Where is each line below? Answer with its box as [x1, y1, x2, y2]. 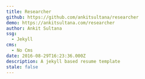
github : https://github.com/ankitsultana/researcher [6, 14, 139, 20]
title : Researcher [6, 8, 51, 15]
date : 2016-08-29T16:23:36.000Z [6, 53, 86, 59]
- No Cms [11, 48, 33, 53]
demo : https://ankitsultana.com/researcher [6, 20, 115, 26]
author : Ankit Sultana [6, 25, 62, 31]
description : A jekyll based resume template [6, 58, 120, 64]
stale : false [6, 64, 38, 70]
